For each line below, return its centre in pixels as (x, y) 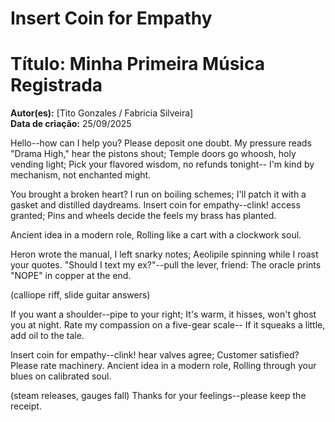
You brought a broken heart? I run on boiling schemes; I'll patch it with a (158, 194)
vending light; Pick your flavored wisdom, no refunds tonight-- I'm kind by (162, 164)
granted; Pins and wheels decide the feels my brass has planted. (143, 216)
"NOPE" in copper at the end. (71, 276)
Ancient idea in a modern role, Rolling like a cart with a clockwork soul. (156, 235)
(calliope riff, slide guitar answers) (80, 295)
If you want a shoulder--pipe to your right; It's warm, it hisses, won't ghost (163, 314)
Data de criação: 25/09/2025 (71, 124)
